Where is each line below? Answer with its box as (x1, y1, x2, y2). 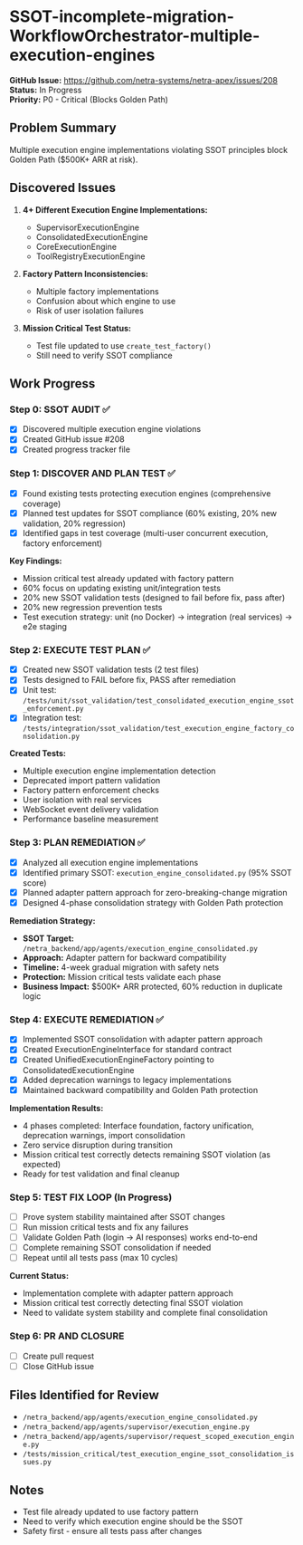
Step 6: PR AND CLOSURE (9, 1329, 125, 1342)
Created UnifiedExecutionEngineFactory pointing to (22, 1054, 214, 1065)
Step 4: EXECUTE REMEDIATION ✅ (9, 1012, 165, 1025)
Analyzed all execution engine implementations (22, 857, 199, 868)
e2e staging (22, 620, 68, 631)
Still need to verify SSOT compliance (35, 350, 174, 360)
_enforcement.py (22, 705, 84, 714)
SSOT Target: (22, 933, 74, 944)
